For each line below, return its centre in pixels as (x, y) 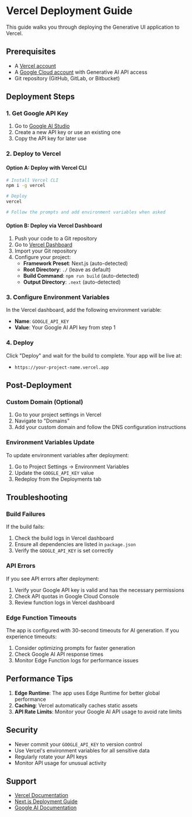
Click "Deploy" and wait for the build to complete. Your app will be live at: (94, 355)
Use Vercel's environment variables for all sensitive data (82, 750)
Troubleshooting (37, 497)
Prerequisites (31, 52)
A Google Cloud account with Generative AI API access (81, 72)
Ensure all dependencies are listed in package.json (75, 544)
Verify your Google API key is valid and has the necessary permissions (100, 590)
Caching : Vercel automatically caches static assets (76, 705)
